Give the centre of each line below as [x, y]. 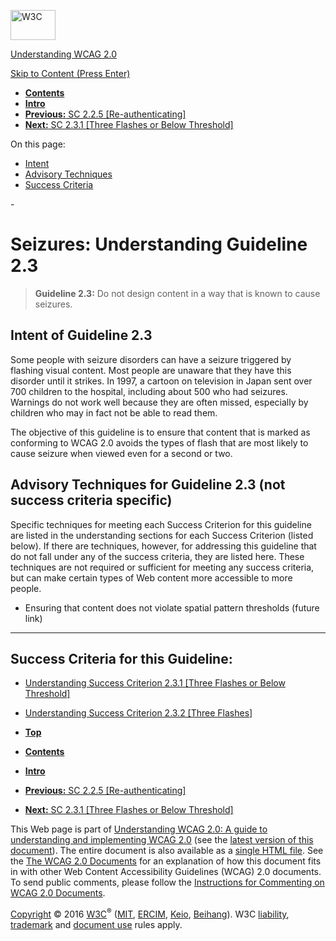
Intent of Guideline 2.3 [81, 335]
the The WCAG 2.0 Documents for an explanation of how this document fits [166, 861]
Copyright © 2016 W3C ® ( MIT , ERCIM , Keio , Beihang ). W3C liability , [150, 913]
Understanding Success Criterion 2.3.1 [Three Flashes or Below [155, 683]
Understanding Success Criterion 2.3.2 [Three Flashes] [138, 713]
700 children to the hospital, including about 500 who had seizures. [149, 391]
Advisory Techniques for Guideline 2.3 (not [148, 485]
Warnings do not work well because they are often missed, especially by [159, 402]
